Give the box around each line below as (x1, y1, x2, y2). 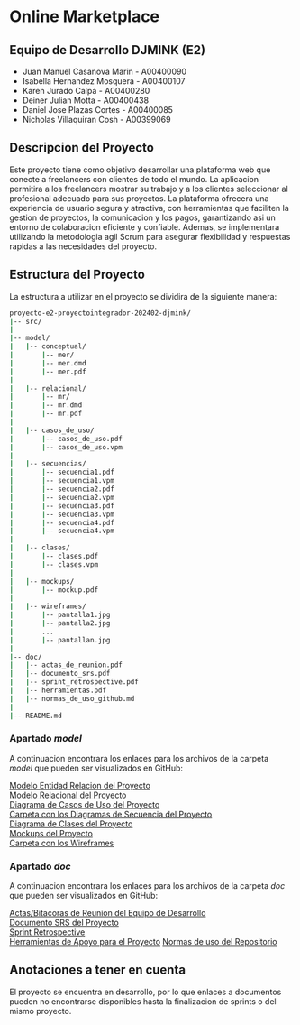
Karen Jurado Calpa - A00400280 (22, 86, 150, 96)
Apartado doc (9, 860, 71, 873)
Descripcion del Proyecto (9, 140, 155, 155)
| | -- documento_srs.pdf (9, 669, 111, 679)
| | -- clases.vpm (9, 559, 99, 569)
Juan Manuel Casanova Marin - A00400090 (22, 66, 187, 77)
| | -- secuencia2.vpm (9, 493, 115, 502)
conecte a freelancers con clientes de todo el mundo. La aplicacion (9, 173, 259, 184)
